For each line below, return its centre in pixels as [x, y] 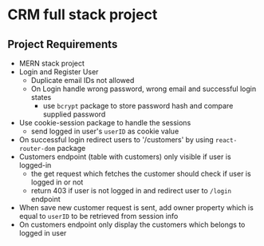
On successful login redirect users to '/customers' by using [116, 140]
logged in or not [57, 182]
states [41, 97]
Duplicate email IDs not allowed [83, 80]
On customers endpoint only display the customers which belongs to [132, 224]
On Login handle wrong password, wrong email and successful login [144, 89]
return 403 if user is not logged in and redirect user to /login [131, 190]
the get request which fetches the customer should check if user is [141, 174]
